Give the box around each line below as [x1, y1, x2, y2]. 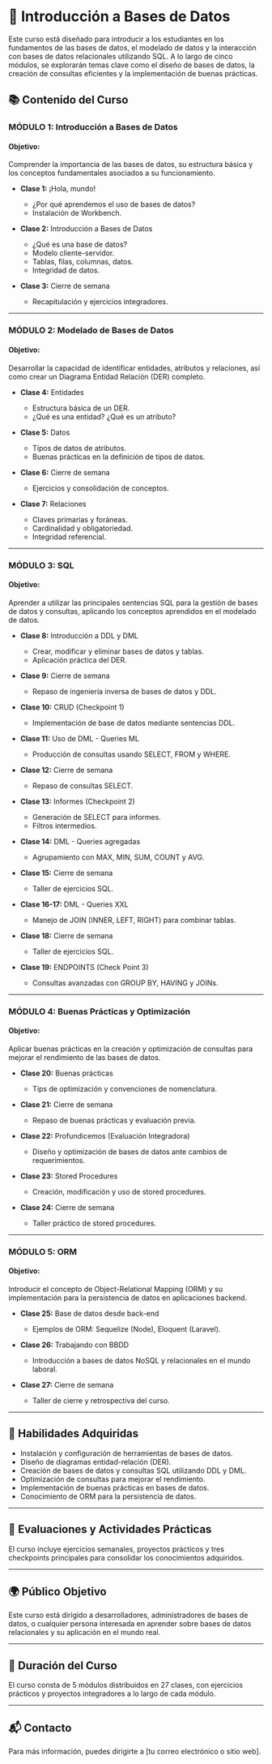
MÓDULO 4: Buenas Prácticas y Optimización [8, 1006, 191, 1017]
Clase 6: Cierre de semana [19, 467, 111, 477]
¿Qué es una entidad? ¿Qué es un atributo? [32, 411, 176, 421]
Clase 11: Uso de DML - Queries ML [19, 733, 140, 743]
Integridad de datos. [32, 265, 100, 275]
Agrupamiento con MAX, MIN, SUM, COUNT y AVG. [32, 852, 205, 862]
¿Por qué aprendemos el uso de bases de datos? [32, 200, 196, 209]
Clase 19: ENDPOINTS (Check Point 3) [19, 962, 149, 972]
